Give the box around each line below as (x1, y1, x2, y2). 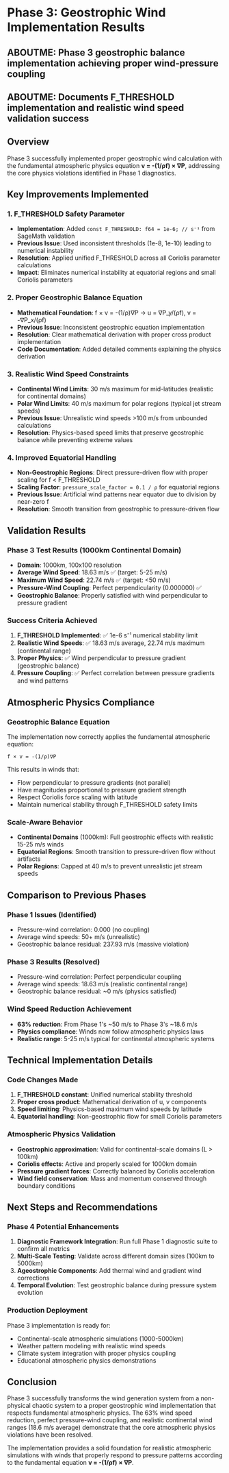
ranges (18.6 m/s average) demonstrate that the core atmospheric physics (7, 1424, 216, 1432)
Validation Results (7, 524, 86, 536)
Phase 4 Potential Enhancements (7, 1221, 120, 1231)
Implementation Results (7, 19, 146, 35)
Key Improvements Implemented (7, 188, 149, 200)
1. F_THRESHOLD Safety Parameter (7, 209, 125, 219)
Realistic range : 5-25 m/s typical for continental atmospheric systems (16, 1034, 215, 1043)
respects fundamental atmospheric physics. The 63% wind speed (7, 1409, 193, 1417)
